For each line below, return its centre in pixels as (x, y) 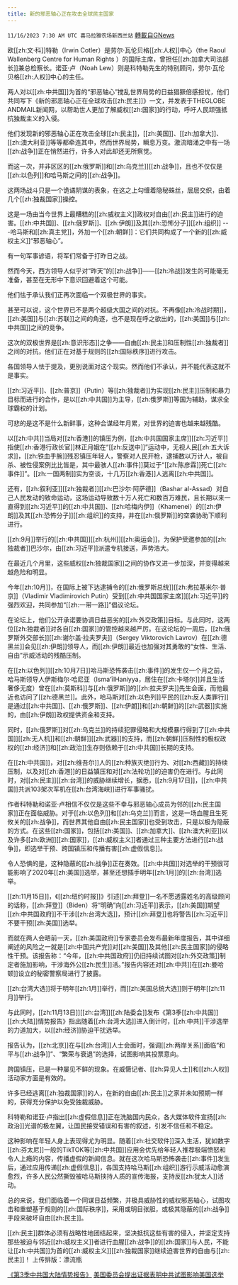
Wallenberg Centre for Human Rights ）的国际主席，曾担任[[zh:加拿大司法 (115, 59)
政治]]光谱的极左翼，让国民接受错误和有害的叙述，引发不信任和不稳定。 (112, 1126)
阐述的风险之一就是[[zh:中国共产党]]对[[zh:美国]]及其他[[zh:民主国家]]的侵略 (118, 946)
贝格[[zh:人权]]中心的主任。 (47, 77)
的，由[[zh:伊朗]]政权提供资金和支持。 (63, 714)
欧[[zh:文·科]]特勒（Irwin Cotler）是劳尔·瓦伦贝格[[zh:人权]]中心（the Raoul (117, 50)
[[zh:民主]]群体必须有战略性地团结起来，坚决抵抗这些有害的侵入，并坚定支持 (119, 1233)
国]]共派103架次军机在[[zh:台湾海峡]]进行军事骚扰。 (83, 789)
